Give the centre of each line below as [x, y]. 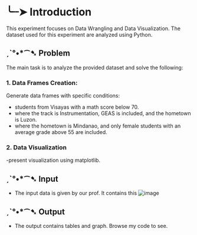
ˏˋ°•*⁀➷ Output [35, 212]
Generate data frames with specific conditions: [63, 96]
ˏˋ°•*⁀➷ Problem [38, 53]
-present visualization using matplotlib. [53, 160]
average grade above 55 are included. [61, 132]
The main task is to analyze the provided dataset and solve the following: [95, 67]
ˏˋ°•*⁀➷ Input [32, 179]
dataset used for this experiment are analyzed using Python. [79, 34]
